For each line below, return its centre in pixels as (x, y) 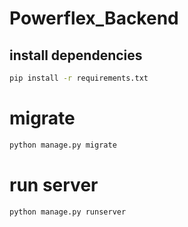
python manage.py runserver (68, 212)
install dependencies (76, 55)
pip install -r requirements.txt (79, 78)
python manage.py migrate (63, 145)
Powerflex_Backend (94, 18)
